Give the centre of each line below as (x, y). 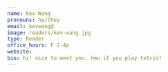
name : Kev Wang (29, 13)
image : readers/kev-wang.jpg (49, 33)
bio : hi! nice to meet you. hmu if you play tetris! (85, 58)
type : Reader (26, 39)
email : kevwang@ (30, 26)
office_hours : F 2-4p (38, 45)
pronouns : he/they (34, 20)
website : (20, 52)
